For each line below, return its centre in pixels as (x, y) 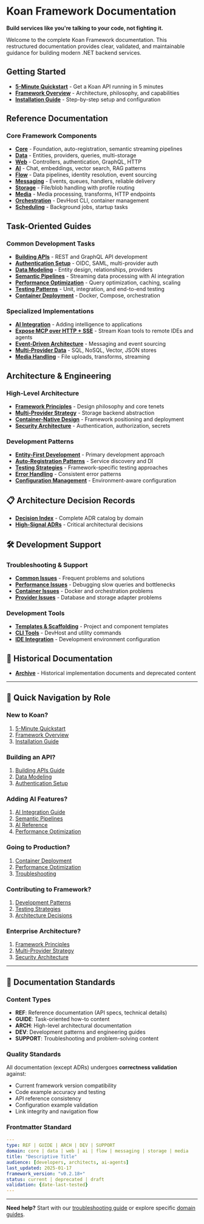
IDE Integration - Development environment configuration (87, 639)
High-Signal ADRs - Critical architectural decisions (79, 524)
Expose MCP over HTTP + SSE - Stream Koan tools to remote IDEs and (104, 331)
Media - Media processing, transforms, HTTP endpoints (85, 194)
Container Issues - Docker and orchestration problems (84, 591)
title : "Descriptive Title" (42, 1157)
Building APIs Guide (40, 770)
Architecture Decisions (44, 915)
